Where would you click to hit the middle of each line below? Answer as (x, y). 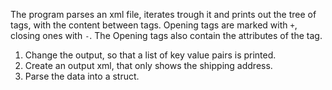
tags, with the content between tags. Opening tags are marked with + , (154, 25)
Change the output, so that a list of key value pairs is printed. (150, 55)
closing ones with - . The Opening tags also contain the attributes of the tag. (166, 35)
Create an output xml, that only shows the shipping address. (148, 65)
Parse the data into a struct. (82, 76)
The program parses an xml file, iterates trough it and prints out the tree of (163, 14)
